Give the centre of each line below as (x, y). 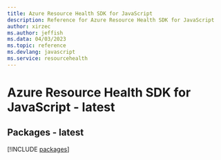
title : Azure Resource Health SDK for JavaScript (80, 13)
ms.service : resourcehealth (48, 59)
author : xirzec (29, 26)
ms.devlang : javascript (41, 52)
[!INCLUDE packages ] (38, 149)
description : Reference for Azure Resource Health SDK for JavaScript (111, 20)
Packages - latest (46, 133)
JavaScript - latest (61, 107)
